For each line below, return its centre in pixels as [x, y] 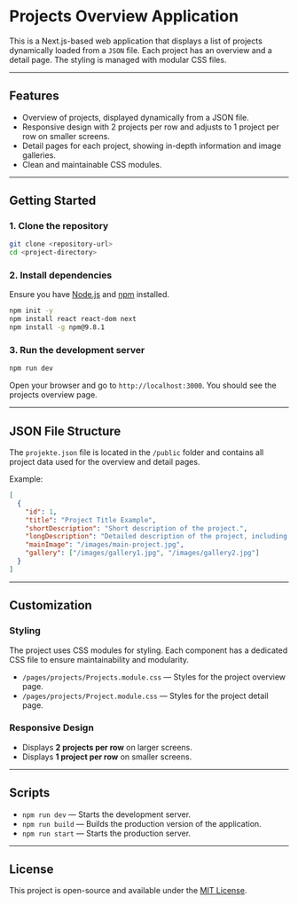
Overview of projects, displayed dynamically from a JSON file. [136, 117]
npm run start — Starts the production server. [106, 833]
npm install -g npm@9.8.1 [57, 327]
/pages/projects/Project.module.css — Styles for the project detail [145, 696]
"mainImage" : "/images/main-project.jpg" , [105, 545]
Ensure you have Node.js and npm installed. [90, 295]
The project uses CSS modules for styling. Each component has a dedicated [149, 650]
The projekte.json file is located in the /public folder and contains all [137, 452]
